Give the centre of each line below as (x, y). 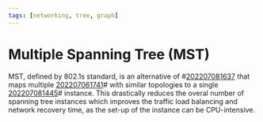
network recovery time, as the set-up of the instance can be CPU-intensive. (132, 109)
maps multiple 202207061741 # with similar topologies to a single (113, 84)
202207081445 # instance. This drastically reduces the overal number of (126, 93)
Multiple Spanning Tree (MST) (109, 54)
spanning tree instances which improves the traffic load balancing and (123, 101)
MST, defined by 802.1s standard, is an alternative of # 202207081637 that (129, 76)
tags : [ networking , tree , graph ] (63, 15)
